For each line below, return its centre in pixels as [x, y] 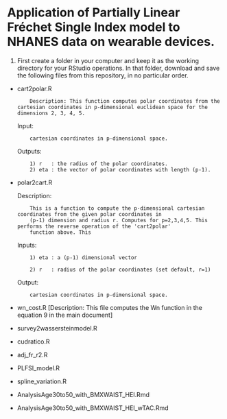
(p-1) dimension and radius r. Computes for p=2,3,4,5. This [119, 220]
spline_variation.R [42, 381]
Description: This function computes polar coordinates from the [125, 101]
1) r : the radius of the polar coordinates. [99, 164]
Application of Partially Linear [94, 13]
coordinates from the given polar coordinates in [89, 214]
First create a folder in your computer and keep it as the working [108, 60]
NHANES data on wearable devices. [111, 42]
